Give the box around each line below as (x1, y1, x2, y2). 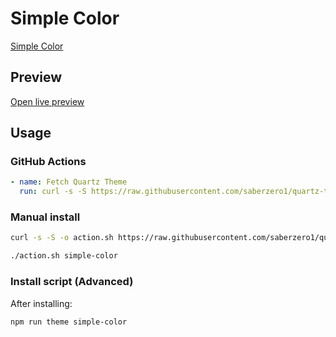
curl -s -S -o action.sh (10, 233, 114, 243)
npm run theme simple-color (10, 317, 128, 327)
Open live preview (10, 95, 85, 107)
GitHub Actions (10, 155, 87, 169)
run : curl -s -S (19, 187, 87, 197)
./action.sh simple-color (10, 251, 118, 261)
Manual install (10, 210, 81, 224)
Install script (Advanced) (10, 275, 134, 289)
